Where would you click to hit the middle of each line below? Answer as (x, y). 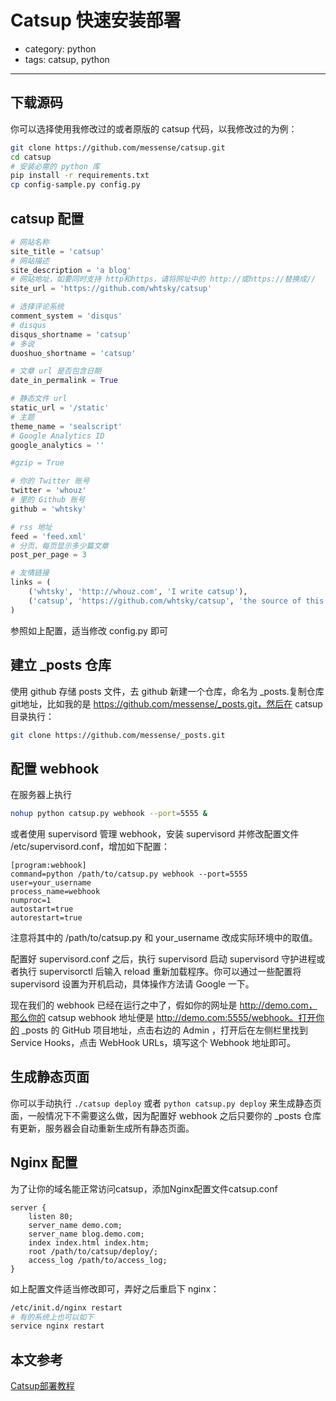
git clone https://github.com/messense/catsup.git (118, 147)
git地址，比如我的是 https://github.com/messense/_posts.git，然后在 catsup (166, 703)
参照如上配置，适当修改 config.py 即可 (89, 630)
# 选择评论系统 (37, 307)
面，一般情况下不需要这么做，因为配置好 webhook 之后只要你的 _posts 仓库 (166, 1115)
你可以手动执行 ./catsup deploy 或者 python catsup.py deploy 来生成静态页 (166, 1103)
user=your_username (51, 883)
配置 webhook (55, 768)
